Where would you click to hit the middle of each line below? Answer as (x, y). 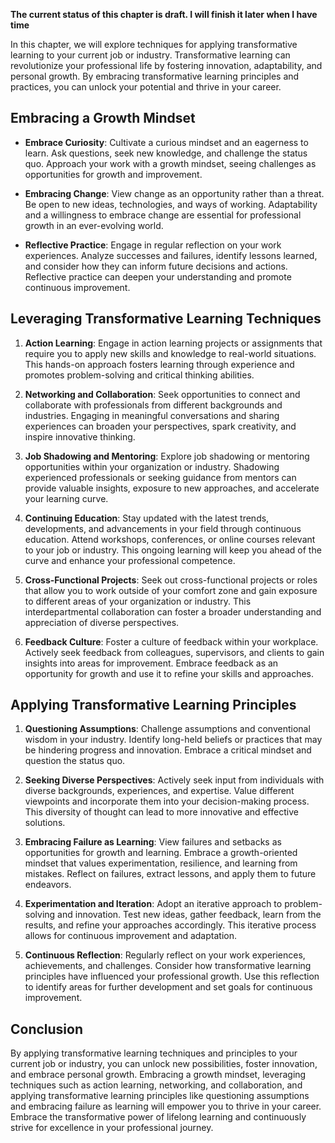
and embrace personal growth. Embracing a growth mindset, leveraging (158, 1075)
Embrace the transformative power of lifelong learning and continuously (158, 1117)
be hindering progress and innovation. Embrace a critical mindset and (168, 750)
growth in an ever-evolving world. (94, 225)
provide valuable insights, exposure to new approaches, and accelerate (172, 488)
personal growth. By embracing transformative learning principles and (155, 76)
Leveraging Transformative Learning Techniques (166, 319)
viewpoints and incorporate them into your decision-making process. (167, 801)
